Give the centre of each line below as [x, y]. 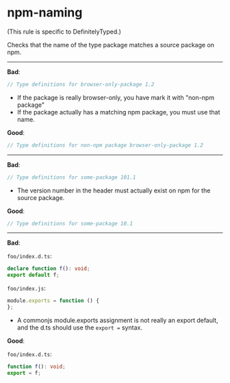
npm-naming [45, 13]
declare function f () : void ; [49, 269]
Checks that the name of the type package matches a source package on [111, 45]
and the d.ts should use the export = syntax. [79, 328]
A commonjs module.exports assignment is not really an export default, [117, 320]
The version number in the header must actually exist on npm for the [114, 190]
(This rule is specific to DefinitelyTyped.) [64, 32]
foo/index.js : [26, 288]
